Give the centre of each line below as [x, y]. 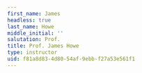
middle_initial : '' [35, 33]
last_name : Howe [31, 26]
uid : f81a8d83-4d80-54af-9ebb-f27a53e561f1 [71, 59]
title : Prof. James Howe [43, 46]
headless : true [29, 20]
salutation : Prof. [34, 40]
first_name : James [34, 14]
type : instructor [32, 53]
